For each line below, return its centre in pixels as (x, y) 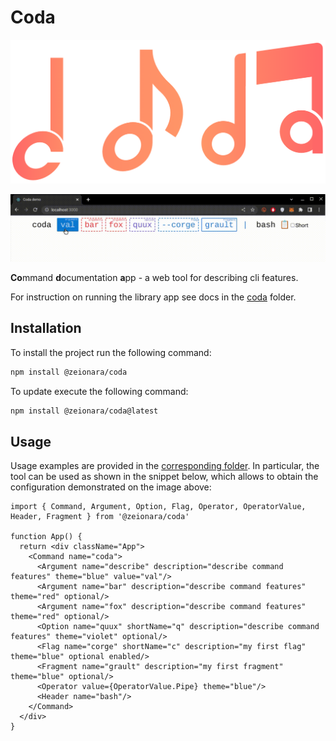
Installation (46, 328)
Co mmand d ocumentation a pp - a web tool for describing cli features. (154, 278)
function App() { (46, 537)
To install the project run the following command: (111, 352)
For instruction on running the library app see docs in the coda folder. (153, 297)
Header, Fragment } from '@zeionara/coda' (100, 517)
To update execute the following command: (99, 391)
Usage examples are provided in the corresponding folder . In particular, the (165, 466)
